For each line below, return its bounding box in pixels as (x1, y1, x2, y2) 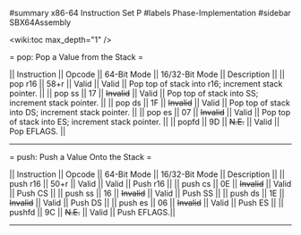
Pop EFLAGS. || (9, 126, 66, 137)
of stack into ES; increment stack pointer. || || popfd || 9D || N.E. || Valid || (9, 116, 280, 127)
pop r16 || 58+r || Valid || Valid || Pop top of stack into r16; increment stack (9, 79, 283, 88)
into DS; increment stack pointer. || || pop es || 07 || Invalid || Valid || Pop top (9, 107, 291, 117)
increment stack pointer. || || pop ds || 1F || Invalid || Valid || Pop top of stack (9, 97, 291, 108)
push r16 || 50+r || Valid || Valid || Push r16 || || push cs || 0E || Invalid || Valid (9, 179, 292, 189)
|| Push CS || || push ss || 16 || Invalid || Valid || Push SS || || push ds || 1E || (9, 188, 285, 198)
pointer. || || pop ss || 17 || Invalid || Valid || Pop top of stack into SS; (9, 88, 259, 98)
